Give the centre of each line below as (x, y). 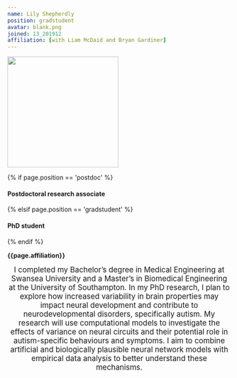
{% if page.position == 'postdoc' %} (60, 177)
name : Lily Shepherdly (41, 14)
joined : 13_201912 (34, 34)
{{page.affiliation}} (36, 255)
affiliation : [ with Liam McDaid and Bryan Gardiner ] (87, 40)
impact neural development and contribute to (119, 305)
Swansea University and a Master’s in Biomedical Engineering (119, 279)
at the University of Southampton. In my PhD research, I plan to (119, 287)
